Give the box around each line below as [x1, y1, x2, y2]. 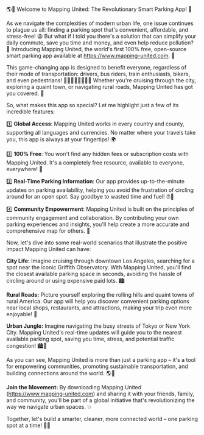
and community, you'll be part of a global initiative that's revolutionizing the [6, 397, 195, 404]
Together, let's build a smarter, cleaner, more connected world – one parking [6, 416, 199, 422]
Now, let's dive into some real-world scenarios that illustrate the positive [6, 239, 188, 246]
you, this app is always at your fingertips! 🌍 [6, 136, 116, 143]
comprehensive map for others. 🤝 [6, 227, 90, 234]
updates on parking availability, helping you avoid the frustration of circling [6, 186, 194, 194]
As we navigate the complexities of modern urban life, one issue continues [6, 19, 194, 27]
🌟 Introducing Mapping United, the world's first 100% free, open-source [6, 46, 187, 52]
